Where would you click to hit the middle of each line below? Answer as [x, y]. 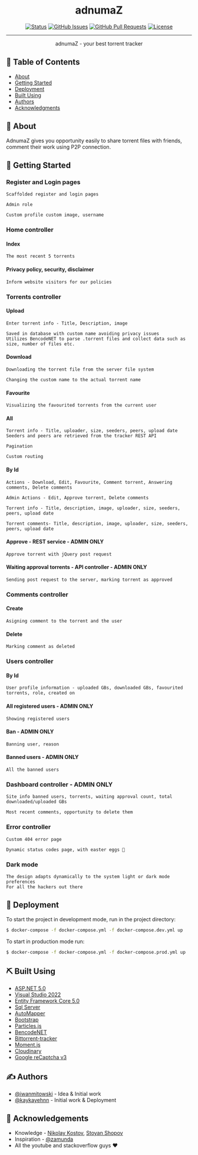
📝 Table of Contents [43, 62]
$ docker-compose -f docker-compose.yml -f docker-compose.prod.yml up [96, 952]
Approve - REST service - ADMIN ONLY [55, 542]
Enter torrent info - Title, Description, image [67, 323]
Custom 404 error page [34, 839]
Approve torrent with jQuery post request [59, 554]
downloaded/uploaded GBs [37, 802]
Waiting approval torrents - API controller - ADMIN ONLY [77, 567]
